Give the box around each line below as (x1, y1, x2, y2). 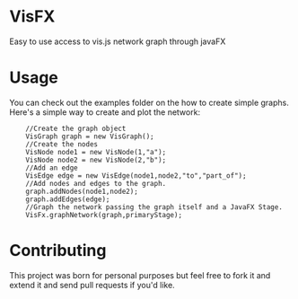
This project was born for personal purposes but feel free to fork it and (9, 269, 271, 280)
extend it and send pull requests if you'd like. (9, 279, 175, 290)
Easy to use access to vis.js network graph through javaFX (9, 36, 226, 47)
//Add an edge (25, 163, 78, 172)
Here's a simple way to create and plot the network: (9, 106, 200, 118)
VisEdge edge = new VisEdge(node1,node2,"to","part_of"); (25, 171, 247, 180)
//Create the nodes (25, 139, 99, 149)
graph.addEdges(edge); (25, 195, 110, 204)
